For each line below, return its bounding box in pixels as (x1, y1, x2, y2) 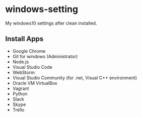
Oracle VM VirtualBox (12, 80, 57, 86)
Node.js (12, 59, 29, 65)
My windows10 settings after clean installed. (5, 20, 97, 26)
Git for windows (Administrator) (12, 53, 78, 59)
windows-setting (5, 4, 79, 15)
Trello (12, 106, 25, 112)
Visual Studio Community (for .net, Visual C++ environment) (12, 74, 137, 81)
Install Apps (5, 35, 44, 43)
